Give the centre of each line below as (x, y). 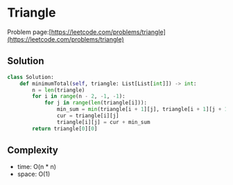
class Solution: (31, 77)
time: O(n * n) (37, 167)
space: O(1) (34, 174)
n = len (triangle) (59, 90)
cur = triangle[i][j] (88, 116)
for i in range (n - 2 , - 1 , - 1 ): (79, 96)
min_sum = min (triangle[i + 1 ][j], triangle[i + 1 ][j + (139, 109)
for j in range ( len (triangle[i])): (96, 103)
